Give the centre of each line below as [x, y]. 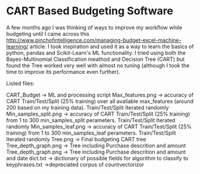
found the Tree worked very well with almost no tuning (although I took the [98, 65]
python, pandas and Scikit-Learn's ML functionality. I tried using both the [96, 52]
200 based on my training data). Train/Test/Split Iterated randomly [87, 107]
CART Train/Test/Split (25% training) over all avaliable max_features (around [100, 101]
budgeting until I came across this [48, 33]
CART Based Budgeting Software [90, 11]
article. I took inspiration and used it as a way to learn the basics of [112, 46]
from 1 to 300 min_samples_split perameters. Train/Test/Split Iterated [91, 120]
